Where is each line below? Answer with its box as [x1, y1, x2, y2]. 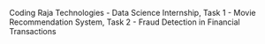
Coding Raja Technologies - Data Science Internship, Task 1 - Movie [9, 8, 256, 18]
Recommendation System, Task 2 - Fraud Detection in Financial [9, 17, 240, 27]
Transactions [9, 26, 57, 36]
